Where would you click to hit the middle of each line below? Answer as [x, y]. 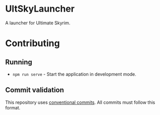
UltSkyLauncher [40, 9]
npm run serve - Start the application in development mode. [74, 74]
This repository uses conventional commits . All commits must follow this [80, 102]
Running [19, 62]
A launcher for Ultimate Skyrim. [38, 23]
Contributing [33, 43]
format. [13, 107]
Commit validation [35, 90]
